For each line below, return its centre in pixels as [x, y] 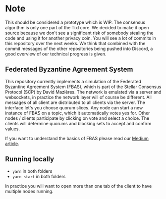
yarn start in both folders [39, 176]
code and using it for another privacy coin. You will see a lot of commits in [81, 38]
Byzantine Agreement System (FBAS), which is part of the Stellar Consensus [83, 87]
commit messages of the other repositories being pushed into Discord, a [79, 49]
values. [12, 129]
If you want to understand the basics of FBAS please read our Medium [77, 138]
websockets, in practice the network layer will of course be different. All [79, 97]
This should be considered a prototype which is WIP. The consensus [75, 22]
